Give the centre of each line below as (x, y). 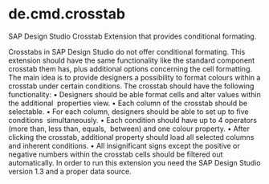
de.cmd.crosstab (67, 14)
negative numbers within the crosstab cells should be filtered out (116, 154)
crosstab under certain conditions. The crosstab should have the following (131, 86)
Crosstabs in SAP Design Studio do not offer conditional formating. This (127, 51)
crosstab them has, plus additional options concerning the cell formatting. (130, 68)
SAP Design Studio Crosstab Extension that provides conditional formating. (132, 36)
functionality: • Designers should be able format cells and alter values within (134, 94)
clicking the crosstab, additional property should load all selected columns (131, 137)
